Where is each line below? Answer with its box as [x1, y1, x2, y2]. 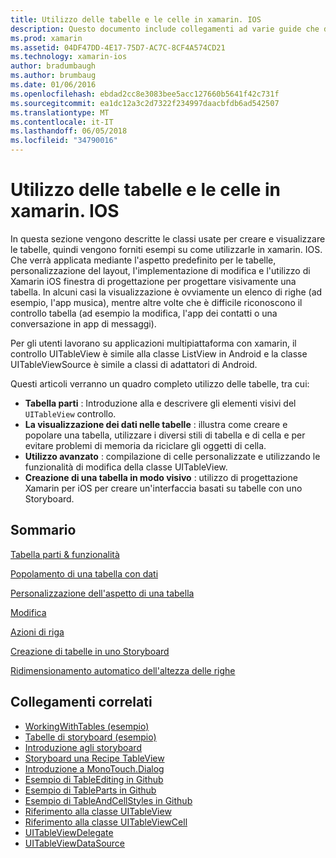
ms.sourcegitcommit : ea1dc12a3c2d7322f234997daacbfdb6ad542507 [10, 98, 280, 108]
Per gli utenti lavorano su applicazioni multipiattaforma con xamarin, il [10, 337, 297, 349]
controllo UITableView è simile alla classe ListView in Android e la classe [10, 347, 308, 360]
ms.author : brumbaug [10, 71, 97, 81]
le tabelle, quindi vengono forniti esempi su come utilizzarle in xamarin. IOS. [10, 243, 323, 255]
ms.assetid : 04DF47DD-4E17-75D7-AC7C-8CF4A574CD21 [10, 42, 226, 53]
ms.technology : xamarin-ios [10, 52, 128, 62]
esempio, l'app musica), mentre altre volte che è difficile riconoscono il [10, 296, 303, 308]
